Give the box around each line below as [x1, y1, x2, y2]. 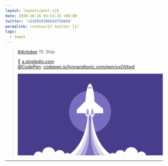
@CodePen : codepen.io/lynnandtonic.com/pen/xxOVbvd [17, 64, 135, 69]
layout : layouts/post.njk [5, 8, 59, 13]
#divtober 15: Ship [17, 49, 55, 54]
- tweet [9, 34, 26, 39]
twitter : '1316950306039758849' [5, 18, 72, 23]
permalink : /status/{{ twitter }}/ [5, 24, 79, 29]
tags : [5, 29, 16, 34]
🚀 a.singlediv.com [17, 58, 54, 64]
